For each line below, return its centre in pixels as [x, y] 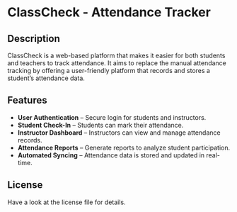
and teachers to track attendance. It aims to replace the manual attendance [117, 63]
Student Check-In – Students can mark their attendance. [100, 125]
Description [34, 39]
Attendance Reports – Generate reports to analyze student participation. [124, 147]
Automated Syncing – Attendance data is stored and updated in [111, 155]
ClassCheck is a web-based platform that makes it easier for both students [116, 55]
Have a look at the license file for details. [67, 202]
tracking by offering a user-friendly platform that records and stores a [109, 71]
